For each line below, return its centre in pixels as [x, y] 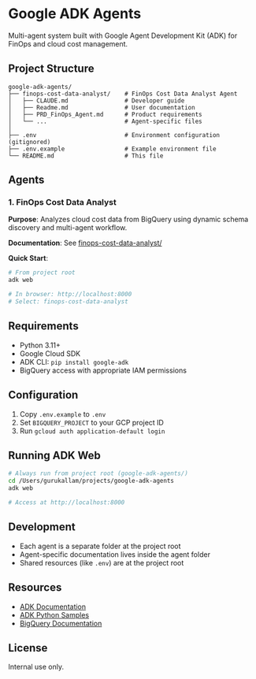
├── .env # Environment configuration [114, 135]
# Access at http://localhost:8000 [67, 503]
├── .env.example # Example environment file [112, 149]
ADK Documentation [53, 607]
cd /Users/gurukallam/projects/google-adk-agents [91, 481]
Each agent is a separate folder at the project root [100, 546]
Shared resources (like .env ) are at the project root [102, 562]
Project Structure [51, 69]
